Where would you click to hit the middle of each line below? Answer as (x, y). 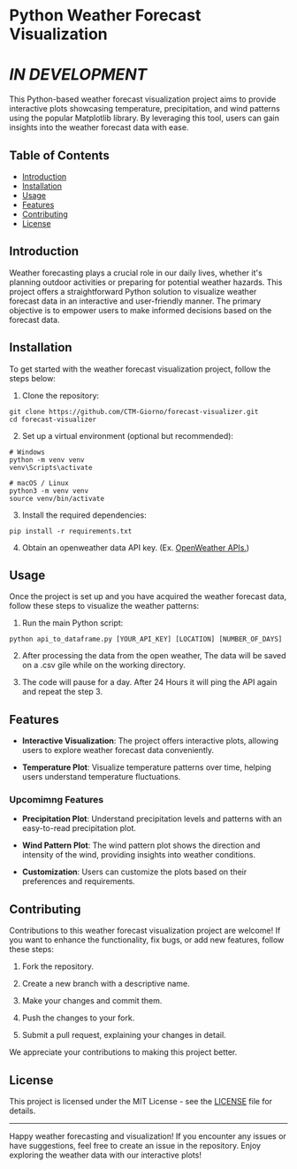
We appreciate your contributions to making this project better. (123, 1052)
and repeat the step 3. (62, 692)
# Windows (27, 452)
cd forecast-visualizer (53, 419)
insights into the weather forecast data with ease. (99, 127)
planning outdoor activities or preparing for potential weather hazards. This (146, 282)
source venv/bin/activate (57, 498)
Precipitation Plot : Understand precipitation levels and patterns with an (152, 819)
